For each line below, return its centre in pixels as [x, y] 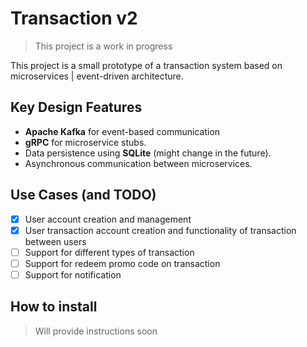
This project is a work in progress [103, 46]
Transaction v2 [74, 18]
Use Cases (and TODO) [83, 195]
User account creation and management [108, 219]
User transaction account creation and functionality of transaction [160, 230]
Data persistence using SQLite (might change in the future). [148, 153]
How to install [54, 307]
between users [55, 241]
